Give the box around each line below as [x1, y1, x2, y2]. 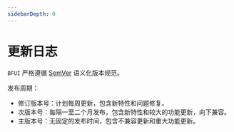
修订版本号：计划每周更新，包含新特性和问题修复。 [17, 98, 168, 107]
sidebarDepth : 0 [7, 10, 56, 18]
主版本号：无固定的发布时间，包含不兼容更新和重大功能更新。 [17, 116, 200, 125]
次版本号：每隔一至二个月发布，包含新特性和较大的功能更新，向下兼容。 [17, 108, 230, 116]
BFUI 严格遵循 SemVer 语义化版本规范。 [7, 68, 123, 77]
